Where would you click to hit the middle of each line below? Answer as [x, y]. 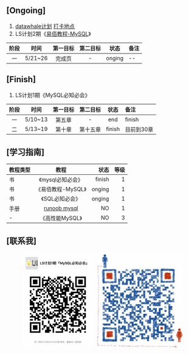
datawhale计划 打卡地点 [45, 26]
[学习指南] [25, 152]
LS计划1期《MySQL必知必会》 [53, 95]
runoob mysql [61, 208]
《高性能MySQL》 [61, 218]
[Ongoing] [26, 11]
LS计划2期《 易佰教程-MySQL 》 [53, 34]
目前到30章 [139, 129]
